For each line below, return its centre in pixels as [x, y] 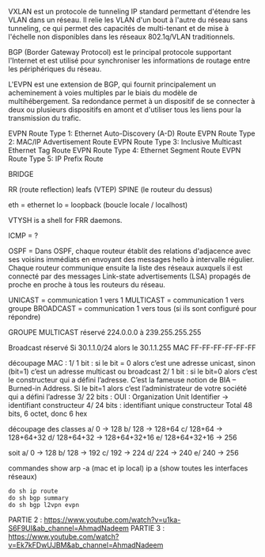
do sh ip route [33, 491]
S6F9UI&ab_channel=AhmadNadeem [68, 528]
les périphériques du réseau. [55, 69]
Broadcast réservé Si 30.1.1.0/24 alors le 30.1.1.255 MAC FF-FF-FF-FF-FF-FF [132, 348]
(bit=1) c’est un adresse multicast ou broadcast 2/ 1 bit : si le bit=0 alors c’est [133, 371]
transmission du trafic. [45, 118]
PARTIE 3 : [147, 528]
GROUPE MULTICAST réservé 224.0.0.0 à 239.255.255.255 [105, 332]
